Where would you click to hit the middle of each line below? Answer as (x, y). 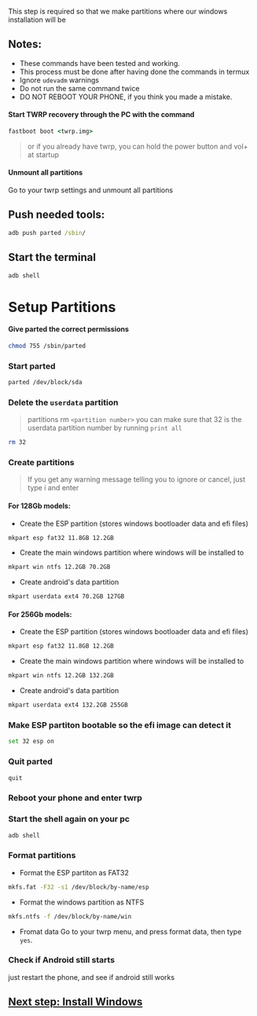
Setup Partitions (62, 307)
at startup (43, 154)
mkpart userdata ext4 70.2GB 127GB (66, 596)
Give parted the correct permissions (69, 329)
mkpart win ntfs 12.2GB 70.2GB (59, 567)
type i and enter (53, 488)
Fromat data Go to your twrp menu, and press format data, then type (130, 931)
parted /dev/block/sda (45, 383)
